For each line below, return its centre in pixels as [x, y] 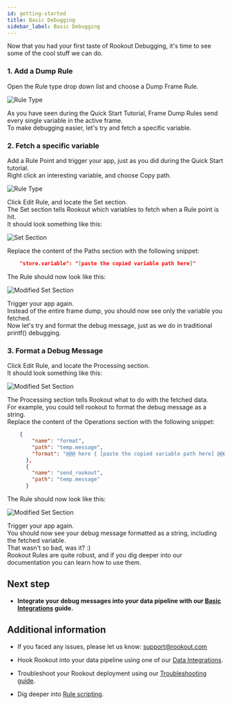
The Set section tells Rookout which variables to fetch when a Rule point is [113, 209]
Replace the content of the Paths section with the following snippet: [103, 251]
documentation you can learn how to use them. [74, 563]
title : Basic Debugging [41, 20]
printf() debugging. [34, 333]
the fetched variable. [37, 541]
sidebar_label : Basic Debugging [54, 26]
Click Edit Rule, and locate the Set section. [67, 202]
